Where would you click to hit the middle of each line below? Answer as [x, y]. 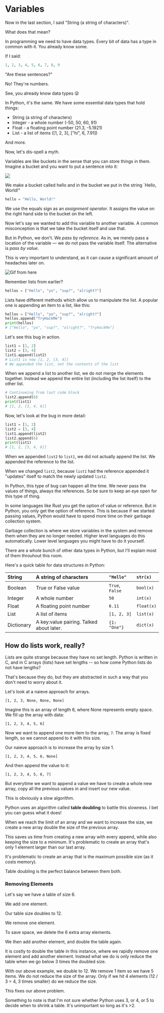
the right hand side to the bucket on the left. [49, 214]
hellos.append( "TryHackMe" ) [34, 319]
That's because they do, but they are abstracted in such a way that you [77, 677]
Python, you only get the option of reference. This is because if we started [80, 511]
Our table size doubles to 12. [34, 913]
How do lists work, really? [45, 645]
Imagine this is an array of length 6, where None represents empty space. [79, 709]
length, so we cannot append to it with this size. [53, 738]
